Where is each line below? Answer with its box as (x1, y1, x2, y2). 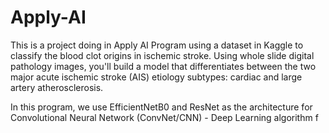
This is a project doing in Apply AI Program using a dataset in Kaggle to (10, 39, 304, 51)
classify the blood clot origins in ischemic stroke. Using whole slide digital (10, 49, 315, 61)
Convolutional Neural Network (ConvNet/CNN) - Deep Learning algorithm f (10, 111, 319, 123)
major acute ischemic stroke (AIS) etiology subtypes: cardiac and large (10, 71, 303, 83)
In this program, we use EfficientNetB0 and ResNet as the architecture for (10, 101, 313, 113)
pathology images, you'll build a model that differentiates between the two (10, 60, 317, 72)
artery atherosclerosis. (10, 81, 104, 93)
